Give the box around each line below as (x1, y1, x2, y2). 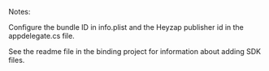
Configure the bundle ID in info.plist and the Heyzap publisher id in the (8, 23, 244, 31)
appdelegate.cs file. (8, 31, 75, 40)
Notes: (8, 7, 31, 16)
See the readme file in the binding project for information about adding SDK (8, 47, 262, 56)
